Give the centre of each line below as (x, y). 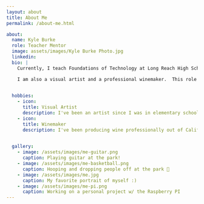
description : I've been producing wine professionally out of (103, 130)
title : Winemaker (44, 124)
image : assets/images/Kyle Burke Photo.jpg (67, 51)
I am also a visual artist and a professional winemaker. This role (107, 79)
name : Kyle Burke (34, 40)
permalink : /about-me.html (40, 23)
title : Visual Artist (50, 107)
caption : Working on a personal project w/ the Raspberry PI (101, 192)
